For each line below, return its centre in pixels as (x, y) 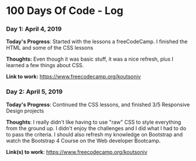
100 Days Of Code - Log (65, 11)
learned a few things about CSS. (45, 65)
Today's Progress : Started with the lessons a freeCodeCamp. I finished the (97, 41)
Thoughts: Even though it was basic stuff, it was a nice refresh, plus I (90, 59)
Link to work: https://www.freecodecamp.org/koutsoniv (74, 76)
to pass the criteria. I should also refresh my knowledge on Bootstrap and (94, 134)
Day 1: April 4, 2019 (34, 29)
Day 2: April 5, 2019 (35, 92)
